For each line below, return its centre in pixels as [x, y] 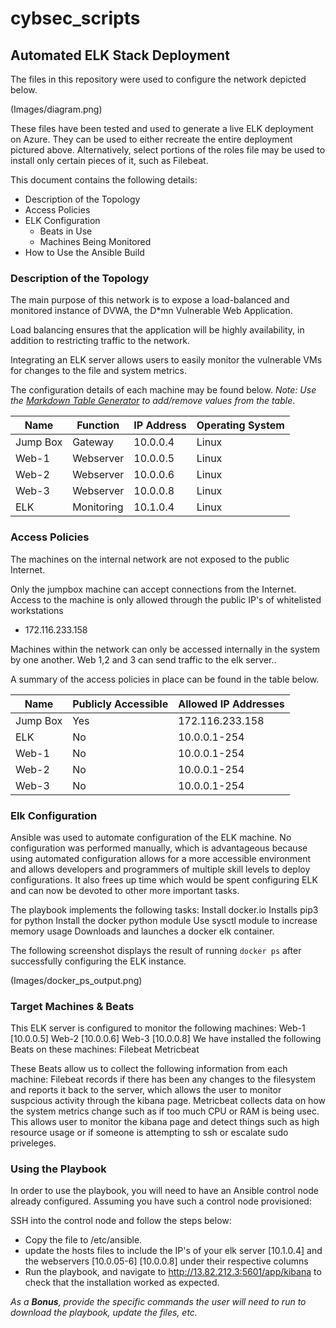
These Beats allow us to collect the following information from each [149, 1069]
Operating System [240, 425]
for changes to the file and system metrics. [98, 371]
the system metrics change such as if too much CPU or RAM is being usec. [165, 1111]
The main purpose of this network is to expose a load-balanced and [150, 300]
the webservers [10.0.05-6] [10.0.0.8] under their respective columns [166, 1261]
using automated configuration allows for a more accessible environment [161, 858]
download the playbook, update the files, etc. [104, 1313]
